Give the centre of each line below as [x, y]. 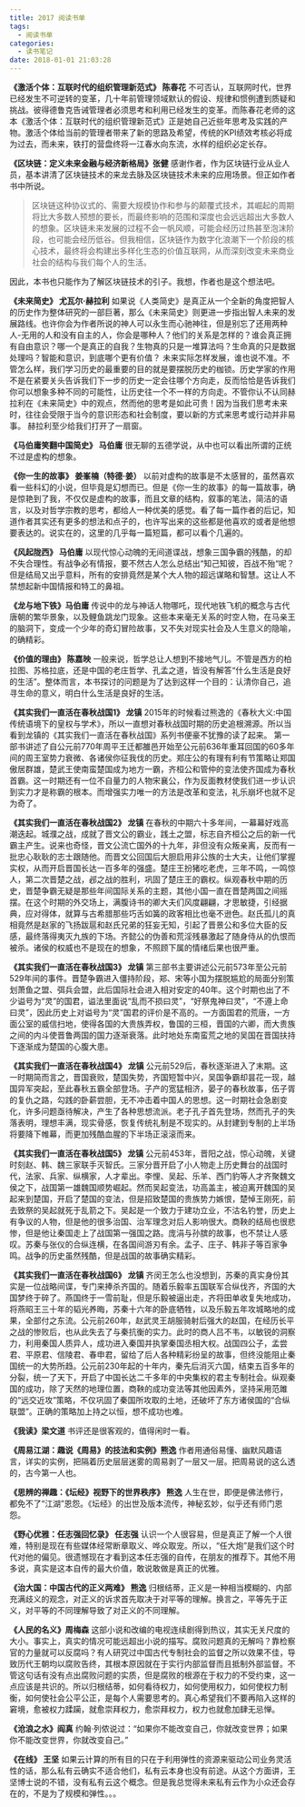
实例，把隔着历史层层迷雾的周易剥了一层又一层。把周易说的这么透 [172, 1461]
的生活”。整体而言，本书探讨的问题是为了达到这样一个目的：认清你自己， [147, 682]
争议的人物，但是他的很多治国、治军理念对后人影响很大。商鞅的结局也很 [152, 1221]
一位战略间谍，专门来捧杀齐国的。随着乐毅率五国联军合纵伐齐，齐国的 [156, 1286]
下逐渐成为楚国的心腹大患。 [61, 1046]
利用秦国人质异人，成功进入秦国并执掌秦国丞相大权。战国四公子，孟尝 [156, 1343]
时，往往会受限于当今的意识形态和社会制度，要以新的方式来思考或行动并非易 [152, 414]
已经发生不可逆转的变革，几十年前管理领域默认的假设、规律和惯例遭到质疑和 [152, 98]
